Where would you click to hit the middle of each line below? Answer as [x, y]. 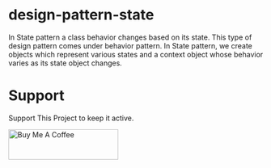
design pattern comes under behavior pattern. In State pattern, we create [131, 45]
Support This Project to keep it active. [71, 118]
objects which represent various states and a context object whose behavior [136, 54]
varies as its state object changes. [66, 63]
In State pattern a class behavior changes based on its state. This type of [130, 37]
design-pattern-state [81, 15]
